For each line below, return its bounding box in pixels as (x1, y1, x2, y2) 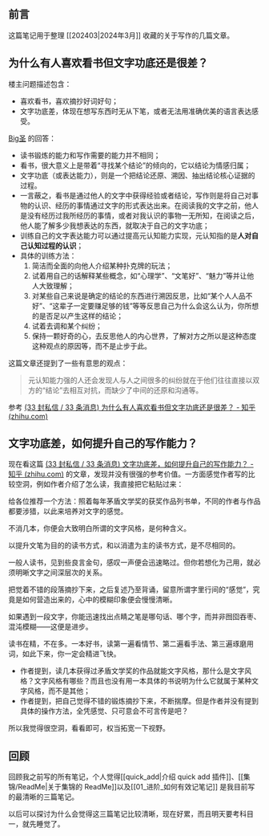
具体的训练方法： (19, 251, 77, 260)
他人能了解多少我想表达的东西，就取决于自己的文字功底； (19, 220, 210, 230)
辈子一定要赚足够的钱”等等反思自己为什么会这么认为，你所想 (58, 300, 259, 311)
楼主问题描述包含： (8, 79, 72, 88)
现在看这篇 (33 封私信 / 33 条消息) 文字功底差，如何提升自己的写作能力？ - (8, 459, 254, 469)
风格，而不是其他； (26, 686, 90, 696)
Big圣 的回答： (8, 133, 57, 143)
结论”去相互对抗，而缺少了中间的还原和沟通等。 (45, 385, 203, 395)
